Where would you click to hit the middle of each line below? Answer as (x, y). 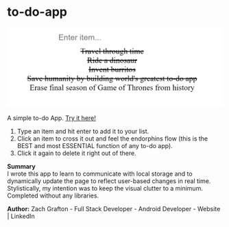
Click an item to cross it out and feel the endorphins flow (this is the (112, 139)
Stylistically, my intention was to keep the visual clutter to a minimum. (105, 189)
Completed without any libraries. (53, 195)
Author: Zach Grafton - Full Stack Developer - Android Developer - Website (114, 209)
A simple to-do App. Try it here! (51, 118)
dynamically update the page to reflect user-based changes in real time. (109, 181)
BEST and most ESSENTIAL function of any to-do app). (95, 146)
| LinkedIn (21, 216)
